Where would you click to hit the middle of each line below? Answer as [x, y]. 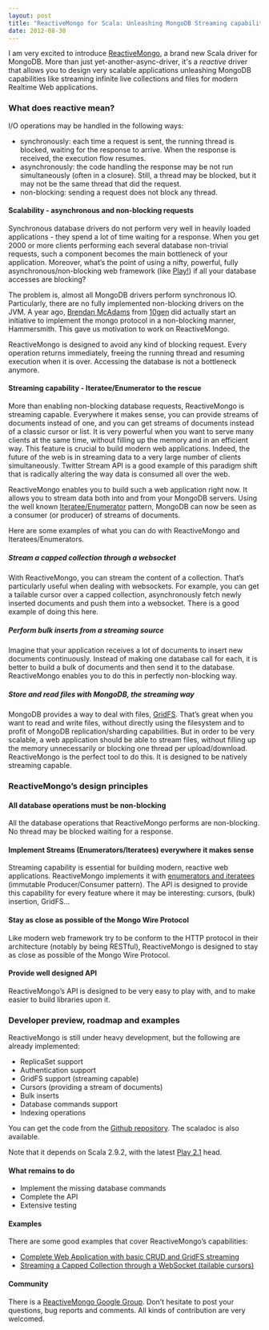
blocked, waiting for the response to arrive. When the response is [128, 150]
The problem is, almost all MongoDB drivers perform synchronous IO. [123, 295]
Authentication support [58, 1071]
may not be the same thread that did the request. [100, 183]
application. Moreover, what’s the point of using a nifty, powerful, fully [123, 262]
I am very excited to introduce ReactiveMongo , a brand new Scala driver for [133, 54]
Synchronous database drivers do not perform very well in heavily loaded [129, 228]
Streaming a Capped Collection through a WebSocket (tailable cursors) [137, 1265]
